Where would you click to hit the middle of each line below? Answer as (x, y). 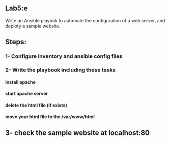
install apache (21, 82)
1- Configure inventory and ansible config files (64, 56)
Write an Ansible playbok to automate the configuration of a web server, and (85, 20)
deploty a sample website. (33, 26)
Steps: (16, 42)
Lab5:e (17, 8)
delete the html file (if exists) (36, 105)
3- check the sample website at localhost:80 (78, 133)
